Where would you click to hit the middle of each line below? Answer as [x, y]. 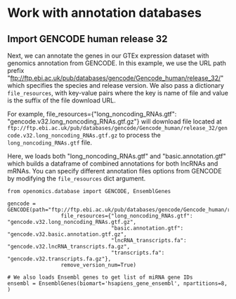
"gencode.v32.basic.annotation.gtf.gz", [67, 234]
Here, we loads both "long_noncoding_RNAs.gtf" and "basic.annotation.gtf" [117, 156]
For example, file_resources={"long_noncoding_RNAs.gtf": [92, 114]
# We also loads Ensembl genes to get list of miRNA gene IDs [100, 277]
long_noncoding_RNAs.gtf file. [50, 142]
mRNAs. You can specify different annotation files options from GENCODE [115, 171]
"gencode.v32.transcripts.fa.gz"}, [59, 259]
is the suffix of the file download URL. [61, 100]
